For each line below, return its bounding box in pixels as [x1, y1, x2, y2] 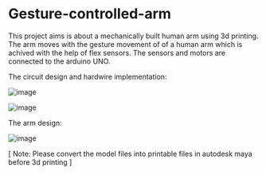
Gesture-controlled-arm [8, 5, 171, 23]
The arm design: [8, 118, 62, 127]
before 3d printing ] [8, 157, 72, 167]
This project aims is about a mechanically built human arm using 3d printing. [8, 31, 259, 41]
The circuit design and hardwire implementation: [8, 72, 167, 81]
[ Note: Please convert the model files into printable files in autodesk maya [8, 149, 252, 158]
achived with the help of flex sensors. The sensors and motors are [8, 48, 225, 57]
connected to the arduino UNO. [8, 56, 111, 66]
